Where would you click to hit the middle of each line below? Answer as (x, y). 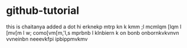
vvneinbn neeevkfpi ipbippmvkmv (47, 39)
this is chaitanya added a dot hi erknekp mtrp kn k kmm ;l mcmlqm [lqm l (94, 27)
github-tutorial (43, 11)
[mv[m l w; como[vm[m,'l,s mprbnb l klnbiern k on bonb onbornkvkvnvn (93, 32)
